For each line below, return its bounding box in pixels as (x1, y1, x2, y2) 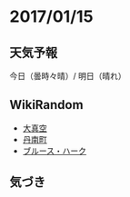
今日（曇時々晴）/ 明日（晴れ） (9, 71, 126, 81)
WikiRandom (9, 97, 84, 113)
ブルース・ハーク (22, 145, 87, 156)
